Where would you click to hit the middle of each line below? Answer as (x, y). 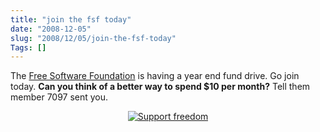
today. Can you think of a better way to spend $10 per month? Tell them (160, 87)
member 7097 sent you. (59, 97)
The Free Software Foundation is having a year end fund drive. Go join (155, 76)
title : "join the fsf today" (71, 19)
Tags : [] (28, 47)
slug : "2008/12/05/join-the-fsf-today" (93, 38)
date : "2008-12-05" (51, 29)
